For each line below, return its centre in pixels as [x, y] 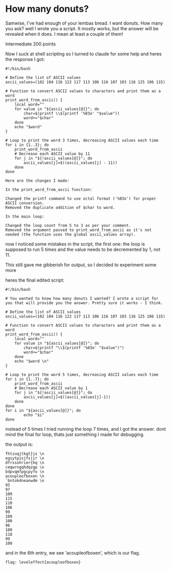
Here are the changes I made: [38, 181]
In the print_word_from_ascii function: [49, 189]
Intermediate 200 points [31, 44]
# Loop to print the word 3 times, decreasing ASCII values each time [82, 140]
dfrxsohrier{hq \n [25, 462]
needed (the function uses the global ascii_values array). [71, 234]
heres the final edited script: [35, 280]
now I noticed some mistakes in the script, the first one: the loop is [75, 244]
